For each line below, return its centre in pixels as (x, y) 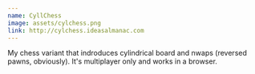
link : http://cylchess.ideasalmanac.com (76, 30)
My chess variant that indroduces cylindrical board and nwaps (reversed (127, 53)
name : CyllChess (34, 16)
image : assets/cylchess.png (55, 23)
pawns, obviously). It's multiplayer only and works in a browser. (113, 61)
